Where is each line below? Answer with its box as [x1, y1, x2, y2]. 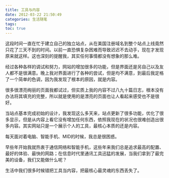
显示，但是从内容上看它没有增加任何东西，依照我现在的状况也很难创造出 [9, 117, 159, 123]
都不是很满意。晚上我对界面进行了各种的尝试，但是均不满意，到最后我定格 [9, 70, 164, 76]
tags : [5, 21, 17, 27]
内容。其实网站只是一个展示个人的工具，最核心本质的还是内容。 [9, 123, 142, 129]
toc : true [5, 26, 26, 31]
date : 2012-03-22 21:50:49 [5, 12, 62, 17]
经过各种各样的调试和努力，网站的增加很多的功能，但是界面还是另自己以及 [5, 64, 159, 70]
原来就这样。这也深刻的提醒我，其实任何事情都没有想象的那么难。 [5, 53, 142, 59]
